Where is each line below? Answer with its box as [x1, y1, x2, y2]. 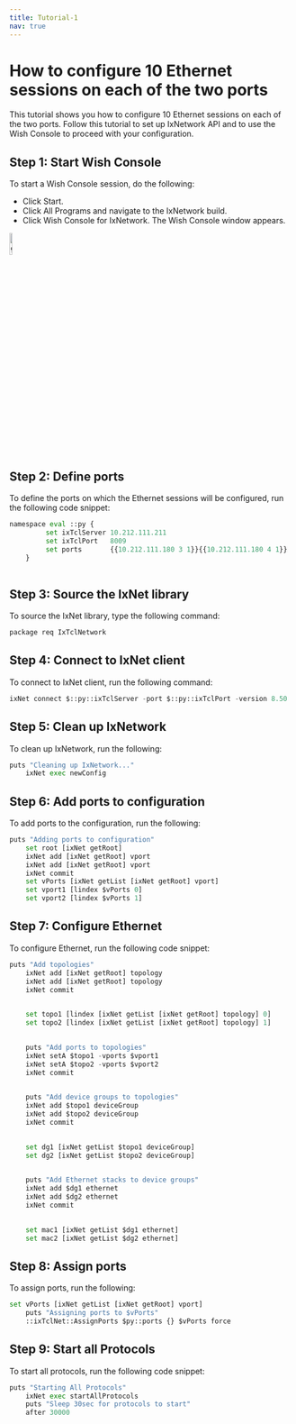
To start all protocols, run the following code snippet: [9, 1365, 205, 1376]
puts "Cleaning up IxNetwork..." [9, 761, 135, 770]
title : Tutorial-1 [9, 13, 78, 23]
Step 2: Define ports [9, 469, 125, 484]
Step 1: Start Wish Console [9, 154, 162, 169]
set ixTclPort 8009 [45, 536, 127, 545]
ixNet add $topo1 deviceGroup [25, 1101, 139, 1110]
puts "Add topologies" [9, 960, 94, 969]
